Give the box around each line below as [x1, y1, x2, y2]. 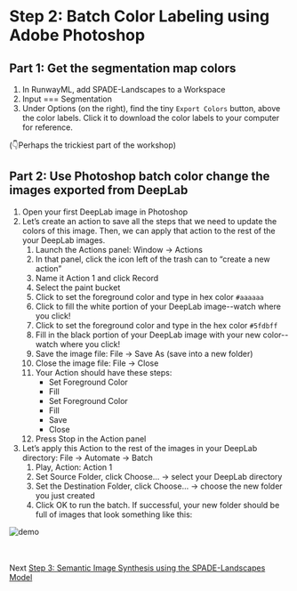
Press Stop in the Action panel [35, 433, 147, 444]
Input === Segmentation [21, 93, 113, 104]
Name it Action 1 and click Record [35, 272, 159, 283]
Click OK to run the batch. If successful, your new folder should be [35, 499, 280, 510]
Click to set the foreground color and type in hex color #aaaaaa [35, 291, 264, 302]
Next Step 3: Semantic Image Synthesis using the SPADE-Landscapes [9, 563, 266, 573]
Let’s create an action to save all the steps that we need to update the [21, 215, 277, 226]
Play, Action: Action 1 [35, 461, 113, 473]
